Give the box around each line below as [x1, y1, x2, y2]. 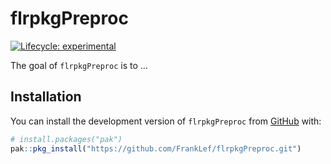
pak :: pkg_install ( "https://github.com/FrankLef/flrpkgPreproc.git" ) [10, 143, 302, 154]
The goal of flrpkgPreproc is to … [10, 59, 148, 71]
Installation [10, 88, 82, 106]
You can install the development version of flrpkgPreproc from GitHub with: [10, 115, 322, 127]
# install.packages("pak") [10, 134, 123, 144]
